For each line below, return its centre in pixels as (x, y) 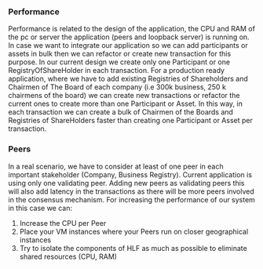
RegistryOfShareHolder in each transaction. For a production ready (117, 71)
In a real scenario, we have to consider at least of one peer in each (116, 166)
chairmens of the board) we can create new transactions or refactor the (124, 96)
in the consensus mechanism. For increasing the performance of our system (131, 199)
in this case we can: (40, 208)
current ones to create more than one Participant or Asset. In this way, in (126, 104)
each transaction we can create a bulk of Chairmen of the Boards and (121, 112)
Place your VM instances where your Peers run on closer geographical (134, 231)
